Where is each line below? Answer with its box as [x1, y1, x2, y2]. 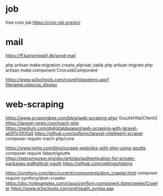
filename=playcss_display [5, 82, 58, 88]
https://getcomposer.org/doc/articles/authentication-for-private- [5, 155, 136, 161]
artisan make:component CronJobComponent [5, 67, 98, 73]
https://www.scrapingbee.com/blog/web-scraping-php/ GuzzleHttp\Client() [5, 115, 158, 121]
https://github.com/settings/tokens [62, 160, 133, 166]
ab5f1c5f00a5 [5, 130, 34, 136]
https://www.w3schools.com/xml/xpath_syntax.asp [11, 185, 114, 191]
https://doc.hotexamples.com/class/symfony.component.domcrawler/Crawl [5, 180, 158, 186]
